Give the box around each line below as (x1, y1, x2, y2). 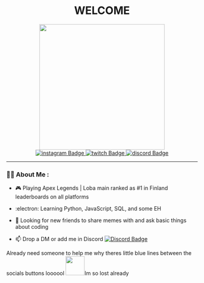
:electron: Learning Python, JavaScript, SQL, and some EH (15, 205, 161, 212)
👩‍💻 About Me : (6, 170, 50, 178)
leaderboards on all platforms (15, 193, 89, 201)
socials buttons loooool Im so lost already (6, 270, 129, 277)
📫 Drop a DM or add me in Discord (15, 236, 103, 243)
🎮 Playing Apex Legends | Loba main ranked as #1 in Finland (15, 184, 168, 192)
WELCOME (73, 4, 131, 18)
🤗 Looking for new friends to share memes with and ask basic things (15, 217, 187, 224)
